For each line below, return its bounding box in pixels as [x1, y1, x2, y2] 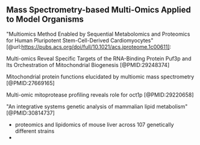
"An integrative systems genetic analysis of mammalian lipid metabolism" [6, 103, 188, 110]
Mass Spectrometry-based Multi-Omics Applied [6, 5, 191, 15]
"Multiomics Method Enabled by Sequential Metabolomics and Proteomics [6, 30, 190, 37]
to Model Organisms [6, 14, 84, 25]
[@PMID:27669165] [6, 79, 55, 86]
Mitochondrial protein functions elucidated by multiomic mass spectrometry [6, 72, 195, 80]
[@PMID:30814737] [6, 109, 55, 117]
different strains [14, 127, 55, 135]
